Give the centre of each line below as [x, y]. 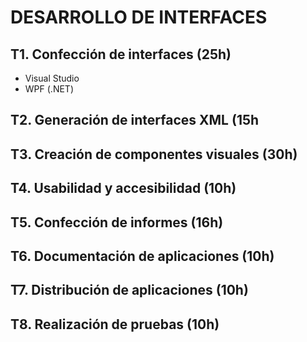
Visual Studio [52, 78]
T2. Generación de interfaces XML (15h [135, 120]
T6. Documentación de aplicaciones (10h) [142, 256]
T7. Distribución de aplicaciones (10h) [129, 290]
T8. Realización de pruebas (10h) [115, 324]
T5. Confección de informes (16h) [117, 222]
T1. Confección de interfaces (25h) [121, 54]
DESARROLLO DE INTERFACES [139, 17]
